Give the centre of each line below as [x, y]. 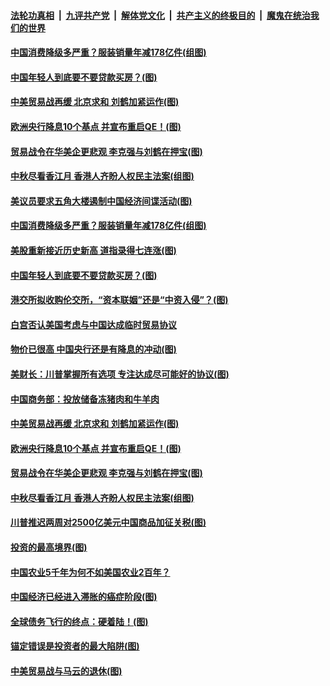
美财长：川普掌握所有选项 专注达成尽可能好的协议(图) [120, 374]
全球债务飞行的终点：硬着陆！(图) [79, 621]
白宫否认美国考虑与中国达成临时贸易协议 [93, 324]
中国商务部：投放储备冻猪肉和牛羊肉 [85, 399]
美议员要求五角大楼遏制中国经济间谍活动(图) [101, 201]
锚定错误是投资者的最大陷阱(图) [75, 646]
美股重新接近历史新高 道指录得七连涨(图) [93, 250]
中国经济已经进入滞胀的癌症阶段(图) [84, 597]
